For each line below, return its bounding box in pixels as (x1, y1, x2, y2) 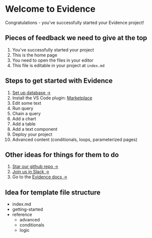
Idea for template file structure (5, 188, 101, 196)
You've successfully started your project (12, 47, 94, 52)
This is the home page (12, 52, 57, 58)
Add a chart (12, 116, 36, 121)
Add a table (12, 121, 36, 127)
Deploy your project (12, 131, 52, 137)
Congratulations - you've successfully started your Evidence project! (5, 20, 144, 25)
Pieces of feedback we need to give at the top (5, 34, 148, 42)
